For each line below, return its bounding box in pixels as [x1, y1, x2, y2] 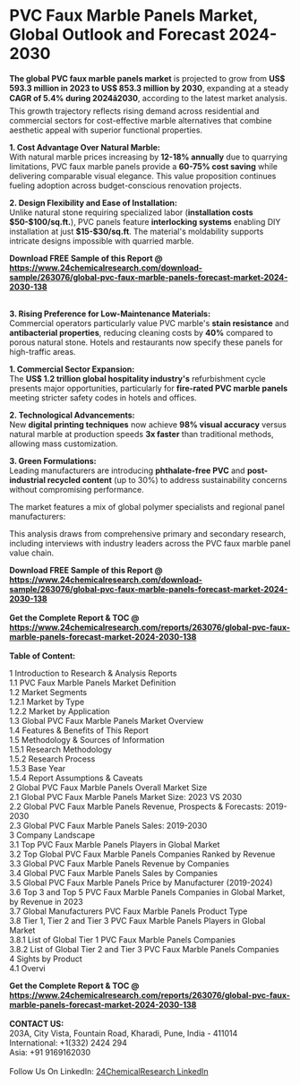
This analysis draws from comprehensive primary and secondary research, [9, 528, 287, 538]
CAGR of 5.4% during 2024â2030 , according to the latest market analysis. [9, 92, 288, 103]
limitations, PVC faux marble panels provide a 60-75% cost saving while [9, 160, 278, 171]
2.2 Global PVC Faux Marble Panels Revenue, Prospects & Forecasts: [9, 801, 264, 812]
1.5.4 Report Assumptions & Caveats [9, 772, 143, 783]
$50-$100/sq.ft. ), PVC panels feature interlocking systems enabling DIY [9, 216, 281, 227]
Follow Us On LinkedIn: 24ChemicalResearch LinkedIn [9, 1065, 209, 1076]
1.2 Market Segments [9, 686, 88, 697]
